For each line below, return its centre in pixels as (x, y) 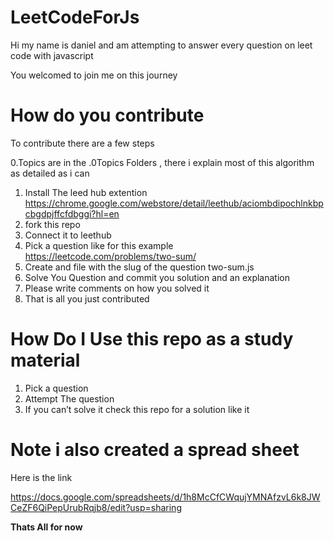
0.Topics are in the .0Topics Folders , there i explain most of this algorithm (162, 162)
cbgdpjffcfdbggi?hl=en (72, 213)
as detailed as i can (50, 173)
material (45, 360)
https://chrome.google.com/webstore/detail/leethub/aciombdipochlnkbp (174, 203)
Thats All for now (46, 527)
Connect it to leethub (68, 235)
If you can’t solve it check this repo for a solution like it (137, 409)
